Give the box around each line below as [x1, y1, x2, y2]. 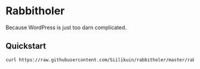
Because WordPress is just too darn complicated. [5, 24, 127, 31]
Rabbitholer [5, 4, 65, 18]
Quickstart [5, 41, 47, 51]
